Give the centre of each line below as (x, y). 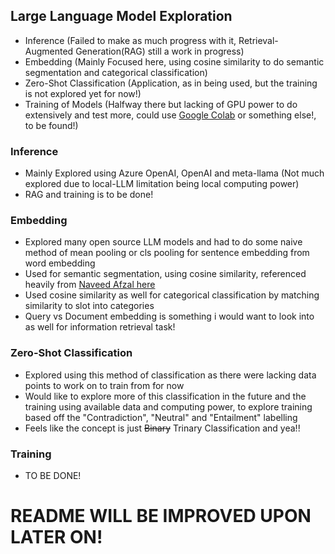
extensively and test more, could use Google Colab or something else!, (170, 115)
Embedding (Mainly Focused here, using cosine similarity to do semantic (174, 61)
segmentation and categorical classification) (116, 72)
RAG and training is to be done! (89, 195)
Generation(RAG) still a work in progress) (160, 51)
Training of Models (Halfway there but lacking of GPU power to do (161, 104)
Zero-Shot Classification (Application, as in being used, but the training (171, 83)
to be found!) (51, 125)
